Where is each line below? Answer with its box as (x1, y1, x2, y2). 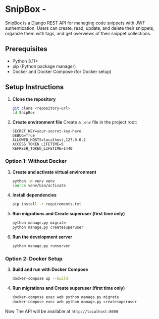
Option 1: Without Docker (5, 158, 67, 165)
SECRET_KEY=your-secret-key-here (12, 129, 82, 134)
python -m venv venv (12, 179, 55, 184)
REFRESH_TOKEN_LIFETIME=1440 (12, 146, 73, 151)
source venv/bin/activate (12, 183, 66, 188)
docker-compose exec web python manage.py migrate (12, 295, 119, 300)
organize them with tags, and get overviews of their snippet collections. (5, 30, 152, 36)
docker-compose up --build (12, 276, 68, 281)
